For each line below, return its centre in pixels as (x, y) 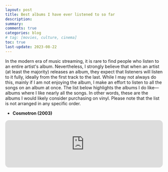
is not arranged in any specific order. (43, 103)
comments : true (21, 28)
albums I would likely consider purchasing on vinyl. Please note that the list (82, 98)
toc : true (15, 42)
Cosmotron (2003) (32, 113)
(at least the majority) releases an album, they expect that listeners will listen (84, 72)
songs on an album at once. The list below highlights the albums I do (76, 87)
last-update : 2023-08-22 (31, 47)
